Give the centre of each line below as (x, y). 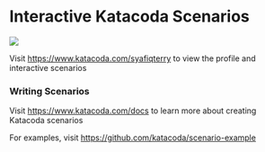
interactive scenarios (48, 67)
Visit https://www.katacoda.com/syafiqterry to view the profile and (132, 58)
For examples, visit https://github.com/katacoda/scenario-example (132, 138)
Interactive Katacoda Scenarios (129, 17)
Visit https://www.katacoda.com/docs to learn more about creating (133, 111)
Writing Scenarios (49, 91)
